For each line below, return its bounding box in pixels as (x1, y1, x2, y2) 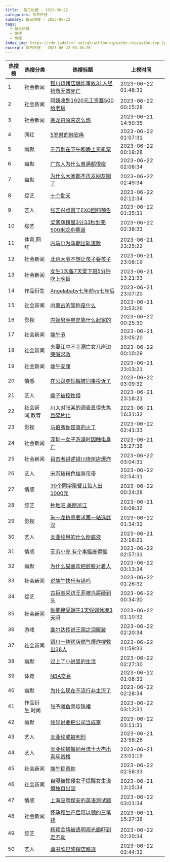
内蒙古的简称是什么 (50, 302, 96, 309)
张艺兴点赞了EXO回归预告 (50, 207, 111, 214)
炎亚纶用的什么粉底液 (50, 534, 101, 541)
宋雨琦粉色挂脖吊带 (50, 470, 96, 477)
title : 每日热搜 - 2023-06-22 (5, 7, 68, 13)
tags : (5, 21, 17, 27)
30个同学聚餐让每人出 (50, 482, 103, 489)
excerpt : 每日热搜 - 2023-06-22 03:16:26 (5, 45, 91, 50)
